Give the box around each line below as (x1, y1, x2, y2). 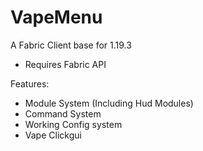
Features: (10, 77, 50, 90)
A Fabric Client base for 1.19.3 (10, 39, 132, 51)
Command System (24, 107, 102, 120)
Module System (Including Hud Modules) (24, 97, 194, 109)
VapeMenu (10, 6, 103, 29)
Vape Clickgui (24, 129, 82, 141)
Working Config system (24, 118, 123, 130)
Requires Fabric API (24, 58, 107, 70)
